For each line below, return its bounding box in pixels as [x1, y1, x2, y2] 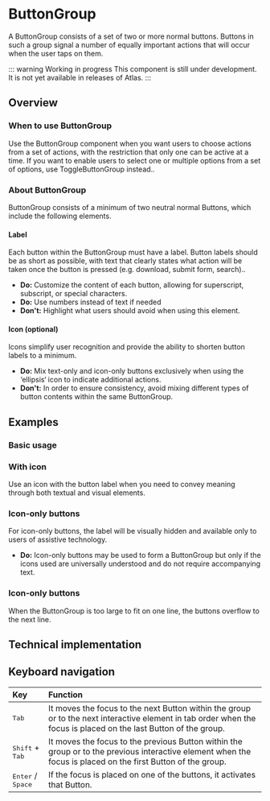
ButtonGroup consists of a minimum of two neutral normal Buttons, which [8, 202, 252, 212]
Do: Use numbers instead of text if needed [19, 297, 162, 307]
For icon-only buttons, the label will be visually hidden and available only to [8, 526, 257, 536]
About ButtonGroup [8, 184, 87, 196]
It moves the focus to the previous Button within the [47, 736, 243, 747]
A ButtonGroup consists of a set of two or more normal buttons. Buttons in [8, 31, 255, 41]
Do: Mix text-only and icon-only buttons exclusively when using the [19, 366, 244, 376]
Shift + [12, 742, 40, 754]
